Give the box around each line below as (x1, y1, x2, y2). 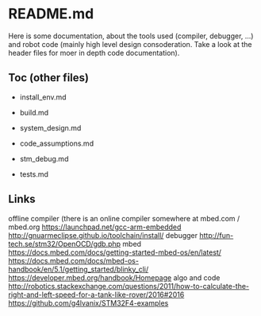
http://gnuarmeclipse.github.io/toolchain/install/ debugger (8, 230, 198, 240)
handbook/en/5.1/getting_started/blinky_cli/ (8, 264, 149, 274)
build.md (19, 107, 49, 117)
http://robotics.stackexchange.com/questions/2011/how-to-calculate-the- (8, 281, 250, 291)
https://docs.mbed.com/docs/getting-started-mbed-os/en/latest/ (8, 248, 222, 257)
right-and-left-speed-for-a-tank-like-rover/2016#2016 (8, 290, 185, 299)
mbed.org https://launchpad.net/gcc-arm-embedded (8, 222, 182, 232)
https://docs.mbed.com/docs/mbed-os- (8, 256, 139, 265)
